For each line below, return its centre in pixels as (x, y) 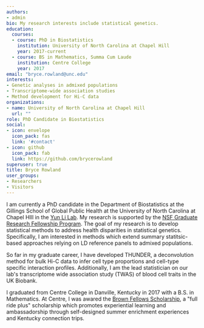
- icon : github (25, 147)
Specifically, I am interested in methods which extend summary (86, 236)
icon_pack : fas (31, 136)
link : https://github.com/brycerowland (62, 159)
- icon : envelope (28, 131)
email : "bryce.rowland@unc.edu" (47, 74)
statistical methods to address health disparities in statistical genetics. (94, 230)
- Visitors (20, 187)
